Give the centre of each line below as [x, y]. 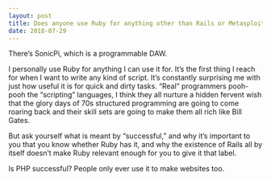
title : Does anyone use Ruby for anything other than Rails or [117, 23]
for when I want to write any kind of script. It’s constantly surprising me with [134, 78]
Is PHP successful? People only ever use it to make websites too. [117, 169]
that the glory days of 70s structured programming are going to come [124, 103]
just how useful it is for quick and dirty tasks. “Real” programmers [118, 86]
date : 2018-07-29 [38, 31]
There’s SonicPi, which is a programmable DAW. [88, 54]
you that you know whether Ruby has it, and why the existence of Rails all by [135, 145]
